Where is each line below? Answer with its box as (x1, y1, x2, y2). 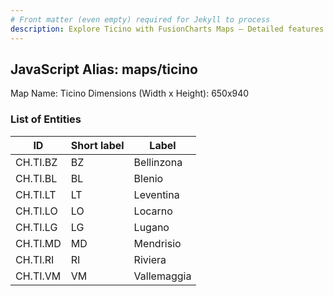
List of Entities (10, 112, 82, 126)
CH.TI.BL (15, 171, 58, 185)
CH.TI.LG (15, 220, 58, 234)
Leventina (133, 187, 180, 201)
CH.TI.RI (15, 252, 55, 266)
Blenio (133, 171, 164, 185)
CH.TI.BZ (15, 155, 58, 169)
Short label (70, 138, 125, 152)
